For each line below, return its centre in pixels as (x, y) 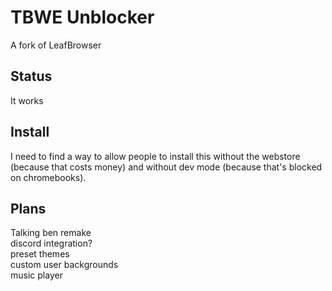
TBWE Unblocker (82, 17)
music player (36, 275)
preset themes (40, 254)
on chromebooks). (48, 177)
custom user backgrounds (64, 265)
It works (27, 100)
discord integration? (51, 243)
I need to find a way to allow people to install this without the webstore (155, 156)
